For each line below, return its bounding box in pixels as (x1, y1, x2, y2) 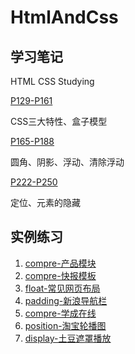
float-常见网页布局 (24, 282, 101, 294)
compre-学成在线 (24, 307, 97, 319)
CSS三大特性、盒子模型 (10, 116, 108, 127)
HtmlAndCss (10, 6, 119, 29)
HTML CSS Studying (10, 76, 95, 87)
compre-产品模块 (24, 257, 97, 269)
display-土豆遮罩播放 (24, 332, 112, 344)
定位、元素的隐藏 (10, 197, 81, 208)
